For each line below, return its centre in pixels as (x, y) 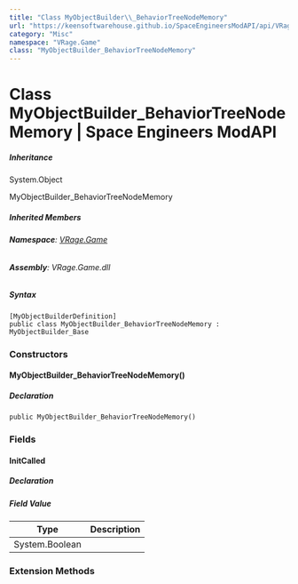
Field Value (30, 503)
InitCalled (27, 460)
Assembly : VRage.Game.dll (60, 267)
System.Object (36, 180)
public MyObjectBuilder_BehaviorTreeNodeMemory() (103, 417)
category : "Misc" (41, 34)
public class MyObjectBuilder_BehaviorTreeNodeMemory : (114, 324)
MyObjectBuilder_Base (49, 332)
